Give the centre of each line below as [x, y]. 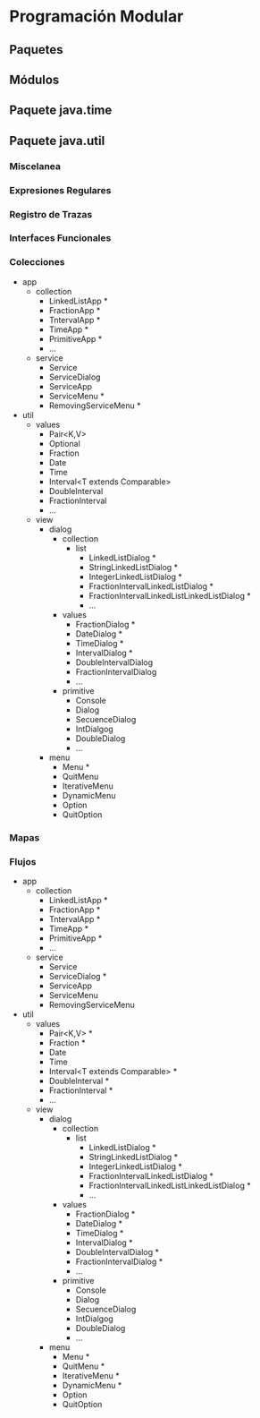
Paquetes [37, 50]
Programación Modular [96, 17]
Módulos [34, 79]
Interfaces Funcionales [60, 238]
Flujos [23, 861]
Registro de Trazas [51, 214]
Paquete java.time [61, 111]
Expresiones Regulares [60, 190]
